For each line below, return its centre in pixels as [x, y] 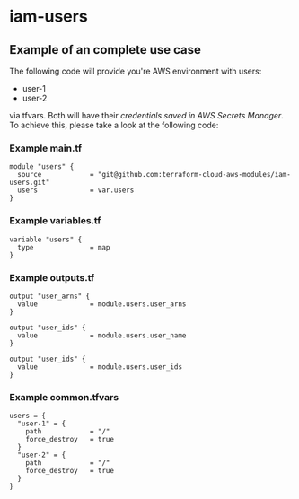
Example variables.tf [55, 221]
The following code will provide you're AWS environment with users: [136, 71]
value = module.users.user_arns [102, 304]
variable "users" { [46, 240]
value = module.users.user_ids [100, 367]
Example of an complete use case [106, 50]
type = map [64, 247]
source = [56, 175]
